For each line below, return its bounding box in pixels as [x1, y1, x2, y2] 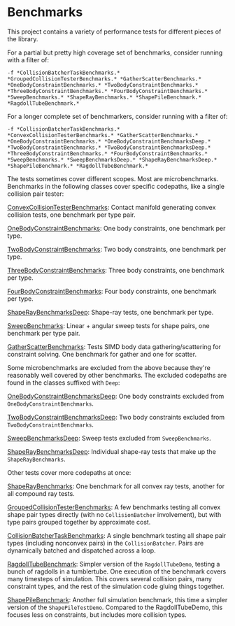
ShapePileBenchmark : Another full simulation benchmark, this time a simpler [7, 595, 228, 604]
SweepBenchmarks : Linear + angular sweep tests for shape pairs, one [7, 321, 210, 329]
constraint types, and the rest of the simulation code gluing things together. [7, 582, 225, 590]
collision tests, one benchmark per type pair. [7, 211, 136, 219]
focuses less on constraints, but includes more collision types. [7, 610, 187, 619]
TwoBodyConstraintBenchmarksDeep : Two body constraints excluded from [7, 413, 225, 421]
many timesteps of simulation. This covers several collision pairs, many [7, 574, 212, 583]
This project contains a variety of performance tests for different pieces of [7, 27, 222, 36]
